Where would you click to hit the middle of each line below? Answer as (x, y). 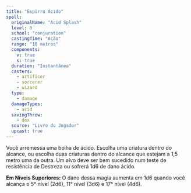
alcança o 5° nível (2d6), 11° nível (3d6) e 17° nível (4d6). (74, 184)
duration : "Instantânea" (41, 66)
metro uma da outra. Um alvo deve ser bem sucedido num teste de (86, 160)
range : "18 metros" (35, 44)
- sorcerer (30, 82)
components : (26, 50)
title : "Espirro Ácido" (35, 11)
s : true (26, 60)
